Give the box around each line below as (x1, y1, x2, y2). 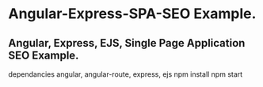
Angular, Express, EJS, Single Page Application (8, 36, 246, 50)
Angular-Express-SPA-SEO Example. (8, 5, 257, 23)
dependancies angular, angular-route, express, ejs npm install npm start (8, 70, 243, 79)
